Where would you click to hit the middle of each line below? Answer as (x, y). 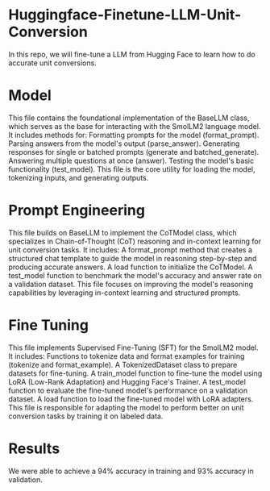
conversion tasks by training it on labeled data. (86, 416)
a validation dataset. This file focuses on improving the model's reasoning (131, 284)
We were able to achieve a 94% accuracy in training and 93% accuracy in (131, 471)
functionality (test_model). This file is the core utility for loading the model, (132, 169)
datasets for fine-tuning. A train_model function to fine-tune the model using (135, 373)
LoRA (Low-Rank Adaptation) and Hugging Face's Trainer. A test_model (127, 381)
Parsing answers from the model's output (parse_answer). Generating (124, 144)
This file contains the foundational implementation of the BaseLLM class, (129, 118)
